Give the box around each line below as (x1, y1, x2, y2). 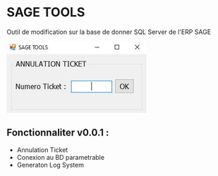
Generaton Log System (16, 160, 84, 169)
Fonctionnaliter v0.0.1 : (6, 127, 109, 139)
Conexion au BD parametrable (16, 153, 105, 161)
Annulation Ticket (16, 146, 68, 154)
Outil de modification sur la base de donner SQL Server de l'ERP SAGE (6, 28, 212, 36)
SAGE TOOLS (6, 4, 85, 20)
